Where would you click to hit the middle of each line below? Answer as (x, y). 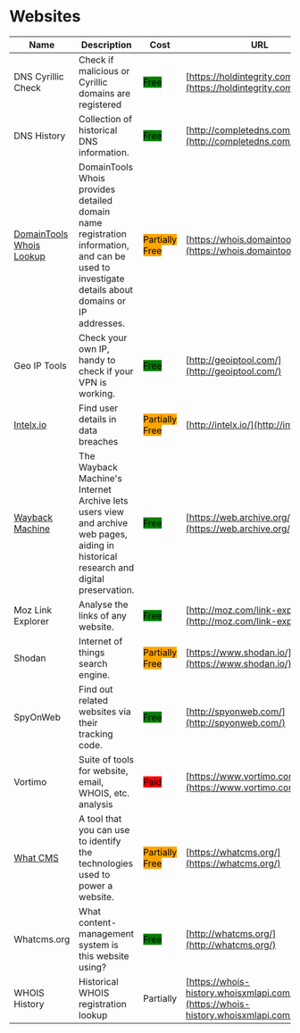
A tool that (100, 819)
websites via (105, 712)
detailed (96, 200)
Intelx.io (30, 424)
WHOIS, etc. (104, 793)
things (92, 652)
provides (97, 189)
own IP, (94, 348)
